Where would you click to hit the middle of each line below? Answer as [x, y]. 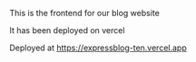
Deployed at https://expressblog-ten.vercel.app [98, 48]
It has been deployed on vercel [67, 30]
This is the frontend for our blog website [85, 13]
